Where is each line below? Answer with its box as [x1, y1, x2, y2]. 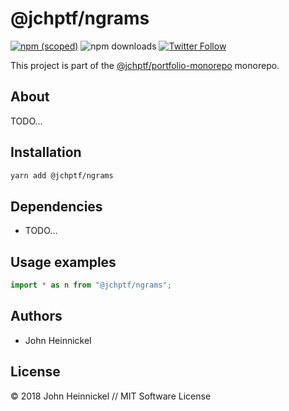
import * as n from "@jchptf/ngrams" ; [10, 280, 172, 291]
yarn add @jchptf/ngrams [10, 170, 114, 181]
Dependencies [10, 198, 103, 215]
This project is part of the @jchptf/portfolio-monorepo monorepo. [10, 59, 280, 71]
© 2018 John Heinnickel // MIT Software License [10, 390, 212, 402]
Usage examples [10, 253, 117, 271]
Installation [10, 144, 82, 161]
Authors [10, 308, 63, 325]
